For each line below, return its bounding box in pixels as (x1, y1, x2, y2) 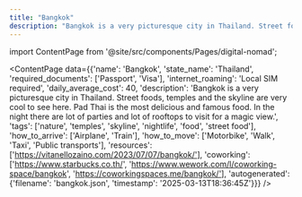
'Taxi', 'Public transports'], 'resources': (9, 140, 153, 150)
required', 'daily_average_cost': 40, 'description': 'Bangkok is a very (9, 82, 259, 93)
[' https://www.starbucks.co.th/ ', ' (9, 158, 132, 169)
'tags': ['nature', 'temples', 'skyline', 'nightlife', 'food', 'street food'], (9, 120, 256, 131)
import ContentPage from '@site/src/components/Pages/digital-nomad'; (9, 46, 278, 56)
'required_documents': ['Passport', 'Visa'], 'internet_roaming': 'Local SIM (9, 73, 279, 83)
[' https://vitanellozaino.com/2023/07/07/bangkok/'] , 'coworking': (9, 149, 251, 159)
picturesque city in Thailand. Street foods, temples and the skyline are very (9, 91, 288, 103)
